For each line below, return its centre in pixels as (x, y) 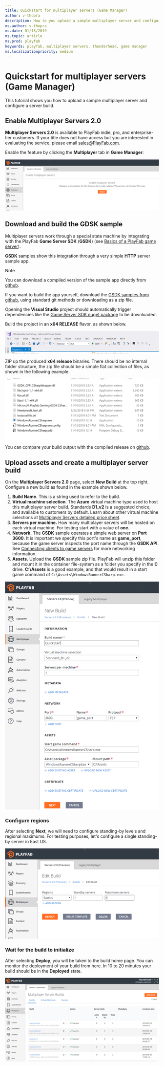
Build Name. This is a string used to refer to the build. (66, 497)
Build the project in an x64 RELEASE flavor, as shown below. (66, 324)
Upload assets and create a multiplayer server (77, 463)
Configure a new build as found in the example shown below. (66, 487)
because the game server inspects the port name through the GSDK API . (85, 543)
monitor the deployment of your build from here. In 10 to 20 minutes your (78, 966)
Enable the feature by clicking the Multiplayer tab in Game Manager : (74, 152)
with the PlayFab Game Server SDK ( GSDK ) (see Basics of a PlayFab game (81, 241)
